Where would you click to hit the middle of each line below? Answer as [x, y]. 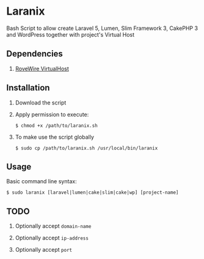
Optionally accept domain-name [53, 226]
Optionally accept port [43, 250]
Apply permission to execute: [52, 114]
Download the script [41, 103]
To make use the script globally [55, 137]
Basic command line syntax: [42, 181]
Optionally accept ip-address [52, 238]
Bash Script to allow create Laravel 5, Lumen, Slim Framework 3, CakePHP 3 [102, 28]
